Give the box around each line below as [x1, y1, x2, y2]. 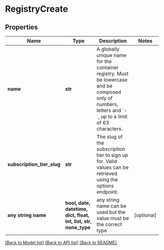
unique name [97, 52, 127, 58]
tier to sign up [97, 152, 128, 158]
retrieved [97, 170, 118, 177]
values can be [97, 164, 129, 171]
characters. [97, 125, 123, 132]
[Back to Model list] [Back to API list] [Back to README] [5, 240, 117, 246]
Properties [5, 23, 38, 31]
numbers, [97, 101, 119, 107]
